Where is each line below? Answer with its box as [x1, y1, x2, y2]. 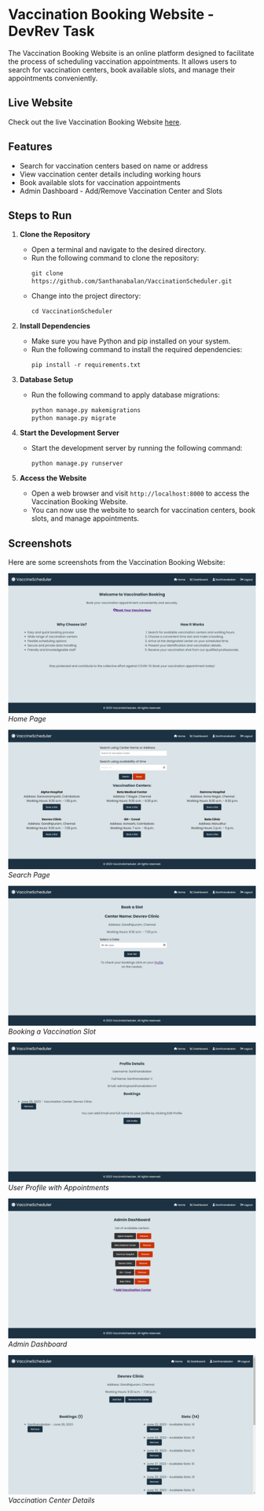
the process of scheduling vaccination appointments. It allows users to [8, 57, 237, 66]
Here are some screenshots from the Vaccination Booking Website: [8, 558, 225, 567]
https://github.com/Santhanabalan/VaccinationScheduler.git [31, 277, 233, 285]
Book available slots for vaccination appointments [19, 177, 181, 187]
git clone [31, 269, 64, 277]
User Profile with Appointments [8, 1183, 110, 1193]
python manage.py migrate [31, 414, 116, 422]
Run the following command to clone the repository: [31, 254, 200, 263]
